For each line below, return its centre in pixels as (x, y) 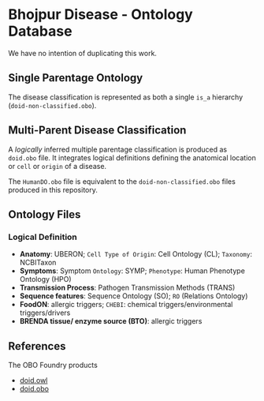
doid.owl (33, 380)
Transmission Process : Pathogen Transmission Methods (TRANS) (127, 288)
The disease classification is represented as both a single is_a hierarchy (126, 97)
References (37, 346)
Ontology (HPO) (46, 279)
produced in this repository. (53, 189)
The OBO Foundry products (53, 365)
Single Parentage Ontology (76, 78)
